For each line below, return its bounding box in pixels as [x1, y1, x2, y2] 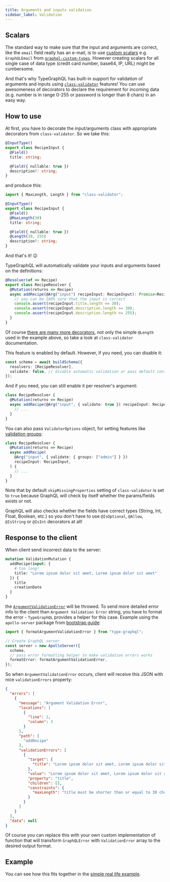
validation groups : [5, 431, 43, 437]
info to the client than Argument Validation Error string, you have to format [5, 609, 162, 615]
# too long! [14, 566, 39, 571]
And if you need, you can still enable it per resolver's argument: [5, 383, 138, 389]
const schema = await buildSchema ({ [5, 359, 82, 365]
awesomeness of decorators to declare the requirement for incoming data [5, 87, 159, 93]
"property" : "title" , [27, 776, 73, 781]
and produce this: [5, 182, 42, 188]
